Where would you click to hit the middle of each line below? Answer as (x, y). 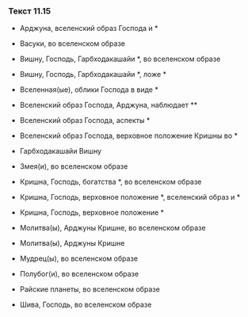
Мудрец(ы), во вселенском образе (79, 258)
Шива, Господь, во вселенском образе (86, 305)
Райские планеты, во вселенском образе (90, 289)
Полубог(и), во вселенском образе (79, 274)
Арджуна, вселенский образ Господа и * (89, 29)
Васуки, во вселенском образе (72, 44)
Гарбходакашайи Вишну (60, 151)
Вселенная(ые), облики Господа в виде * (89, 90)
